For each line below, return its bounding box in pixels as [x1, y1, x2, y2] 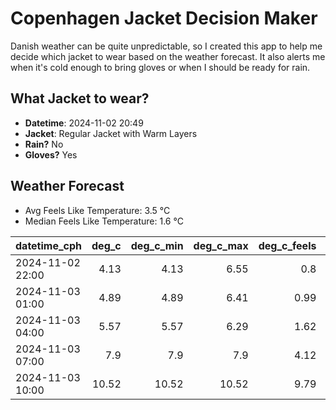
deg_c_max [193, 238, 249, 252]
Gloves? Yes [24, 148, 78, 161]
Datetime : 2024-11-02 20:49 [24, 117, 144, 129]
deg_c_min [130, 238, 184, 252]
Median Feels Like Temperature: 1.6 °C [24, 215, 184, 227]
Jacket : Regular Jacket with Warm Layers [24, 127, 198, 139]
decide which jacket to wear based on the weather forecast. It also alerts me [10, 50, 326, 62]
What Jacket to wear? [10, 90, 150, 107]
